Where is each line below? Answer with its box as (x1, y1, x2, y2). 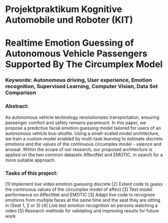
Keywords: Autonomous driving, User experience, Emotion (5, 77, 152, 84)
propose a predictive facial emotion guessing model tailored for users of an (5, 125, 161, 131)
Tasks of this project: (5, 170, 58, 177)
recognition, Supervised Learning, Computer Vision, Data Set (5, 83, 158, 90)
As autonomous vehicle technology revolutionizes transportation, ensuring (5, 114, 159, 120)
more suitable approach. (5, 157, 56, 163)
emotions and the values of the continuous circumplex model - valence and (5, 141, 162, 147)
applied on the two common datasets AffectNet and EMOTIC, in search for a (5, 152, 163, 158)
